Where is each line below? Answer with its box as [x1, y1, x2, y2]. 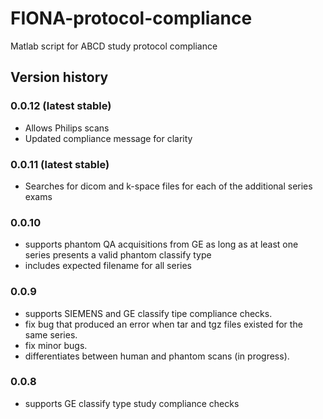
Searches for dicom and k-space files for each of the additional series [24, 180, 313, 192]
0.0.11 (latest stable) [10, 157, 110, 171]
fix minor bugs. [24, 339, 88, 351]
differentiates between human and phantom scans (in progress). [24, 350, 290, 362]
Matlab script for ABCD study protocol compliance [10, 40, 218, 52]
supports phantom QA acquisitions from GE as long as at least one [24, 238, 299, 251]
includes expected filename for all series [24, 260, 193, 272]
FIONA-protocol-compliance [10, 7, 253, 30]
